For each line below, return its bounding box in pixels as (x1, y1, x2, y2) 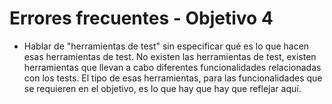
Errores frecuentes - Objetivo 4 (9, 7, 274, 30)
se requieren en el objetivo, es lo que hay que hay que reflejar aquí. (23, 82, 302, 94)
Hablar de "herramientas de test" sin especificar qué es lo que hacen (23, 40, 310, 52)
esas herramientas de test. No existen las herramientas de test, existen (23, 50, 317, 62)
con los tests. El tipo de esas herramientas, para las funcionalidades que (23, 72, 323, 84)
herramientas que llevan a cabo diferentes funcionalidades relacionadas (23, 61, 322, 73)
